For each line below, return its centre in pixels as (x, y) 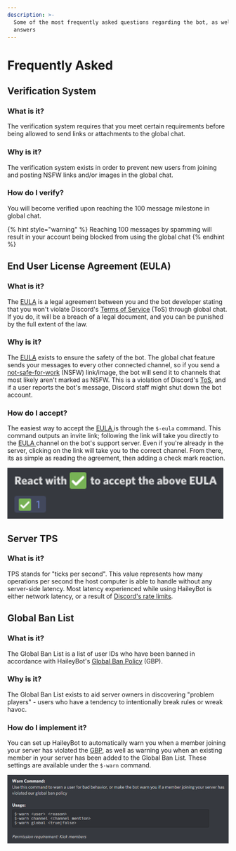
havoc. (17, 709)
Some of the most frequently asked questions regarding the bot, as (116, 22)
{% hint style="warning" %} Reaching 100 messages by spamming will (110, 229)
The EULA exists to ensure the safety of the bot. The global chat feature (111, 357)
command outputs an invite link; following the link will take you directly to (113, 436)
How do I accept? (38, 413)
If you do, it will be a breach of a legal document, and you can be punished (115, 317)
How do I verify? (36, 193)
